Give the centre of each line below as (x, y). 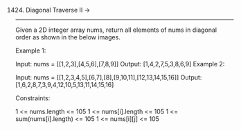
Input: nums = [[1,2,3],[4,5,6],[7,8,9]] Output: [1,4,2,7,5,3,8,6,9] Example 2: (120, 64)
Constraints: (33, 98)
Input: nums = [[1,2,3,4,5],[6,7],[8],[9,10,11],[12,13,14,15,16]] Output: (109, 77)
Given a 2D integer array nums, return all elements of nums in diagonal (116, 30)
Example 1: (31, 50)
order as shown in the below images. (68, 37)
